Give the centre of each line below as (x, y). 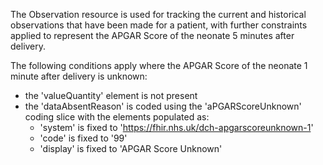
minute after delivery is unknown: (79, 76)
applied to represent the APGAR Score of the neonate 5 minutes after (152, 35)
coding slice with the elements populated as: (117, 117)
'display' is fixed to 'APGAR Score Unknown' (131, 148)
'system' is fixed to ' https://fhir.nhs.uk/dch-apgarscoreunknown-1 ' (176, 127)
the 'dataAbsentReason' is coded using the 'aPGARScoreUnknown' (163, 106)
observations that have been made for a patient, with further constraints (159, 25)
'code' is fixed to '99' (83, 138)
